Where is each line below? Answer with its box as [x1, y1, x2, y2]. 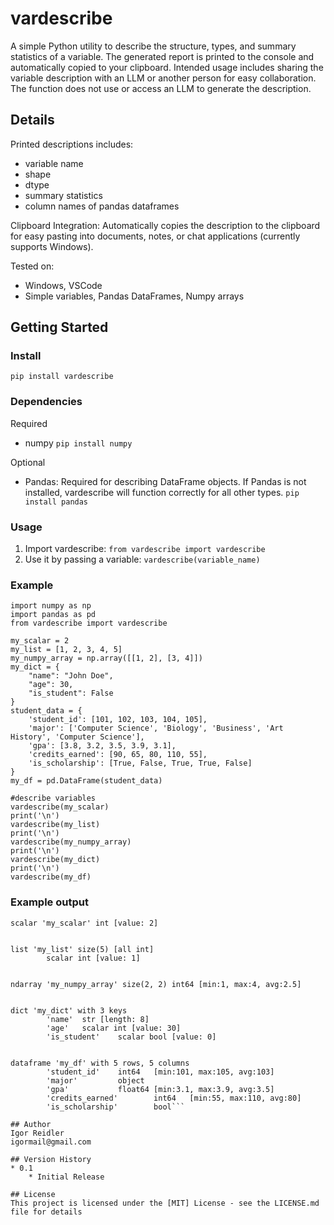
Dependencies [10, 395, 83, 409]
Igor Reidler [10, 1128, 65, 1138]
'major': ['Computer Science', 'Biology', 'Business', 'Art [28, 723, 284, 734]
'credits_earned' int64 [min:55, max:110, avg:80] [46, 1093, 302, 1103]
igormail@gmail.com [10, 1137, 92, 1147]
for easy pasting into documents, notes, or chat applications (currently [10, 230, 301, 242]
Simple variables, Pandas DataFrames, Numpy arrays [24, 290, 245, 302]
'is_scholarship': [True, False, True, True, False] [28, 758, 253, 769]
